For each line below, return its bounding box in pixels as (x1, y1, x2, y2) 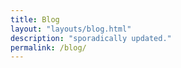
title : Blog (10, 14, 60, 25)
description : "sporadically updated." (10, 33, 172, 43)
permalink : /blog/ (10, 42, 87, 53)
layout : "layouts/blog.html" (10, 24, 132, 34)
